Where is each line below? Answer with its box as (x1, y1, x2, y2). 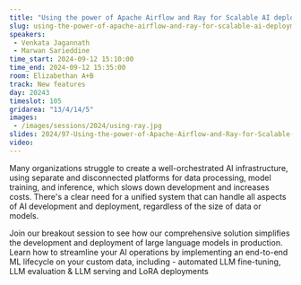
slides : (9, 130, 39, 139)
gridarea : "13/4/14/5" (9, 105, 94, 114)
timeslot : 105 (9, 96, 63, 106)
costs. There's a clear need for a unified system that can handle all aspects (9, 191, 287, 202)
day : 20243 (9, 88, 50, 97)
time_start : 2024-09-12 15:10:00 (9, 55, 134, 64)
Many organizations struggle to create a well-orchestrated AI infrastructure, (9, 162, 288, 173)
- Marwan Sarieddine (13, 47, 90, 56)
